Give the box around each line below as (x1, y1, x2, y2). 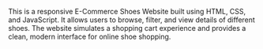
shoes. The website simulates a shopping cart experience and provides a (8, 24, 246, 32)
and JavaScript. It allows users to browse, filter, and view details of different (8, 15, 255, 24)
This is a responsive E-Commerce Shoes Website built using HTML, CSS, (8, 7, 246, 16)
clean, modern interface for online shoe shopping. (8, 32, 171, 41)
